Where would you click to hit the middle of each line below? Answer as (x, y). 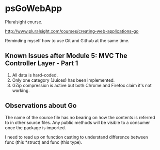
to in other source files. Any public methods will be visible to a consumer (78, 122)
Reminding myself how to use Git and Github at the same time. (67, 40)
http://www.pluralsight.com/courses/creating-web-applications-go (72, 31)
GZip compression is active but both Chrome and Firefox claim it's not (82, 85)
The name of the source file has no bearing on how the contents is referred (80, 117)
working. (21, 90)
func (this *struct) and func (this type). (44, 142)
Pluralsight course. (24, 22)
